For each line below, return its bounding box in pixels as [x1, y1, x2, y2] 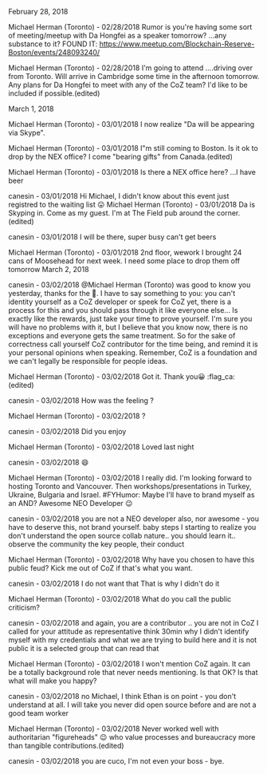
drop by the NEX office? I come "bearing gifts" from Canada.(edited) [8, 152, 234, 161]
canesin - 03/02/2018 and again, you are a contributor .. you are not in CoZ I [8, 618, 259, 627]
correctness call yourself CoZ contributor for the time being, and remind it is [8, 339, 259, 349]
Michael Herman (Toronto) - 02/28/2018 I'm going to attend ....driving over [8, 63, 253, 73]
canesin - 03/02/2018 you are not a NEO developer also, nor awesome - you [8, 514, 260, 523]
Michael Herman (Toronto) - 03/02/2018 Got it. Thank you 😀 [8, 372, 206, 381]
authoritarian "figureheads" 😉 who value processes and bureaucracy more [8, 733, 256, 741]
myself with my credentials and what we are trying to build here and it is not [8, 635, 257, 645]
